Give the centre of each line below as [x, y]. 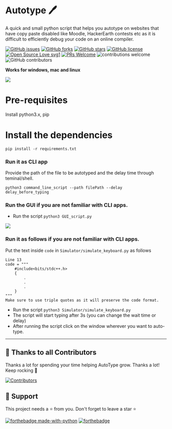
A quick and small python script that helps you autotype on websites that [82, 28]
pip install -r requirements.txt [41, 149]
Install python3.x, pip [27, 114]
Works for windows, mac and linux [43, 70]
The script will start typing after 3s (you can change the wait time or [84, 315]
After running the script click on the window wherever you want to [82, 326]
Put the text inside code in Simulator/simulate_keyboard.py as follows [78, 250]
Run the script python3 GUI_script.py [52, 216]
